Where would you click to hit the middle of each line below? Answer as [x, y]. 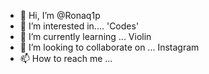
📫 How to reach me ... [66, 58]
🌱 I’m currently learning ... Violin [85, 36]
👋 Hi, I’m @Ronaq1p [60, 15]
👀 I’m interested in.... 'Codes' [79, 26]
